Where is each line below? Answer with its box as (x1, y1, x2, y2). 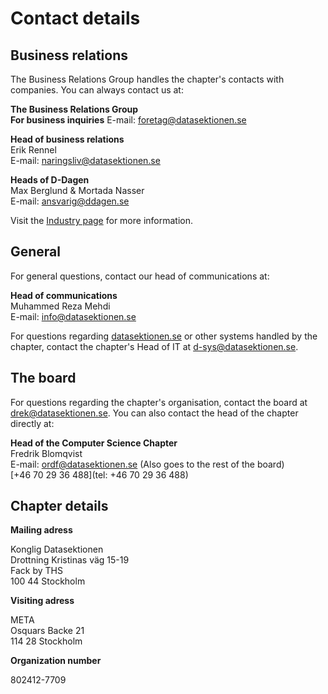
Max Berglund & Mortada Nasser (10, 185, 145, 196)
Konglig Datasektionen (10, 543, 104, 556)
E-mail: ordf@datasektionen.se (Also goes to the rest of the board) (10, 458, 285, 470)
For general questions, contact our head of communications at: (10, 270, 270, 282)
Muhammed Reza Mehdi (10, 300, 111, 312)
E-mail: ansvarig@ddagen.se (10, 195, 130, 207)
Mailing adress (10, 524, 73, 536)
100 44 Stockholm (10, 575, 86, 587)
